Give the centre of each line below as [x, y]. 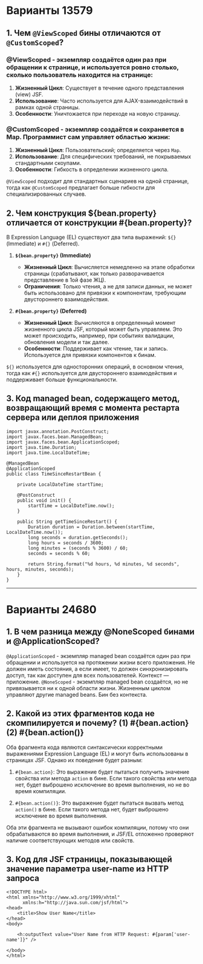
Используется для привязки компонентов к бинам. [90, 354]
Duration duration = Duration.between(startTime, [92, 527]
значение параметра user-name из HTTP [88, 869]
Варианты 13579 [50, 11]
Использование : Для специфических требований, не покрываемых [103, 157]
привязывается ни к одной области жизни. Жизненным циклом [89, 688]
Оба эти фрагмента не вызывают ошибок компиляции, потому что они [98, 827]
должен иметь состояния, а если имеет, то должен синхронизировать [97, 669]
